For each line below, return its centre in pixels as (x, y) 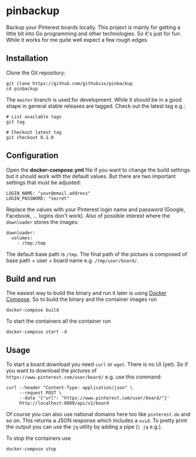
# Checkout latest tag (34, 132)
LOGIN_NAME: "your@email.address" (49, 193)
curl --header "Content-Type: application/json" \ (69, 388)
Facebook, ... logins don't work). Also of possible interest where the (88, 215)
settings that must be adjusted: (44, 182)
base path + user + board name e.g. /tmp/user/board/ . (72, 260)
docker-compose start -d (36, 332)
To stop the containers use (39, 438)
